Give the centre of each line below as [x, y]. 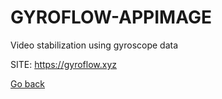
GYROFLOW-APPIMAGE [111, 17]
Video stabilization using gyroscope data [94, 45]
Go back [28, 83]
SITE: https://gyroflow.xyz [63, 64]
